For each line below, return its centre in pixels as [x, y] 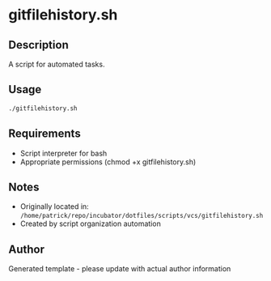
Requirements [44, 134]
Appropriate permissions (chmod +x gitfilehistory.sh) [108, 162]
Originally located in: [54, 206]
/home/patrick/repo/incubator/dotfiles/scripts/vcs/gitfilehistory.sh [142, 216]
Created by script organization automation [91, 224]
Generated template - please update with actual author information [120, 269]
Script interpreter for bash [64, 153]
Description [38, 45]
